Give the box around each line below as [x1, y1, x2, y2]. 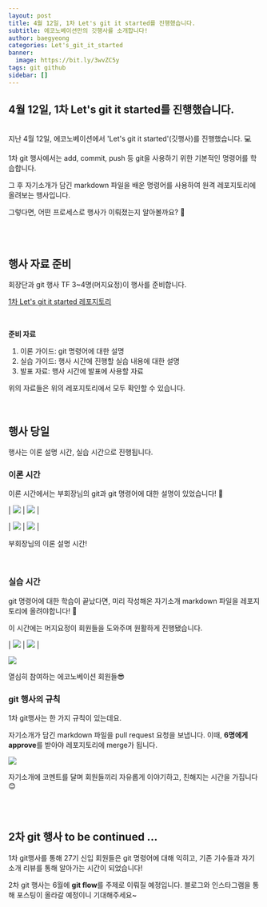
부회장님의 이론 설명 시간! [8, 539, 88, 549]
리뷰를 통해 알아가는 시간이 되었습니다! [22, 863, 143, 873]
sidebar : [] [8, 71, 48, 79]
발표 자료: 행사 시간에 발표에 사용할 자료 [19, 366, 144, 376]
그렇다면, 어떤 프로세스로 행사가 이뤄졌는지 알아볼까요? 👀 [8, 207, 185, 217]
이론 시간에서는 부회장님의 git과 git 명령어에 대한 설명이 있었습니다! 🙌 [8, 489, 224, 498]
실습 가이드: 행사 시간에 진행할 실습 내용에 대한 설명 [19, 357, 180, 366]
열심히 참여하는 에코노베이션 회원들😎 [8, 671, 126, 681]
